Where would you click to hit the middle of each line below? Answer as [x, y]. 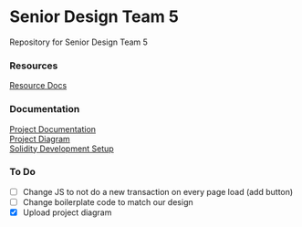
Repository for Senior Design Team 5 [79, 42]
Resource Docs [38, 86]
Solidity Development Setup [62, 149]
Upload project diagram [67, 212]
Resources [34, 66]
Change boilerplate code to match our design [108, 201]
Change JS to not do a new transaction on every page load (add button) [158, 191]
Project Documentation [53, 129]
